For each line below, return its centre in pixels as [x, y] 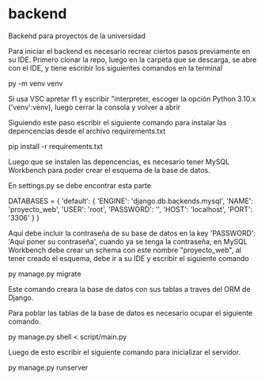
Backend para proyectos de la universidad [77, 36]
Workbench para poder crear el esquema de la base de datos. [110, 170]
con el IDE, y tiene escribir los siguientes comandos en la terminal [115, 67]
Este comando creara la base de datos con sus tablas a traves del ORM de [129, 289]
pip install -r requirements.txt [55, 146]
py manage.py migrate [45, 274]
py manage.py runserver [48, 367]
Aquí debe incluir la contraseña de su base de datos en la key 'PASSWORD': [132, 233]
